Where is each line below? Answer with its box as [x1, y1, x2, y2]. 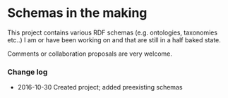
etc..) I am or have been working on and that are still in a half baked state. [7, 35, 221, 44]
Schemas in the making [7, 5, 148, 21]
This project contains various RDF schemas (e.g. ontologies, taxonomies [7, 28, 217, 37]
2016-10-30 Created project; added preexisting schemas [17, 83, 183, 92]
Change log [7, 67, 48, 77]
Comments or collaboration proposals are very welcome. [7, 49, 173, 58]
